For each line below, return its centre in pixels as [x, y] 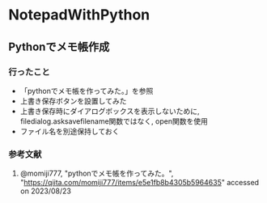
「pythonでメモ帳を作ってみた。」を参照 [87, 91]
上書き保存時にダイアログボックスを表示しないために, [110, 111]
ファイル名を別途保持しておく [70, 131]
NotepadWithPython [79, 15]
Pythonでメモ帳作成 [59, 47]
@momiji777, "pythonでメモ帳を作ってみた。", [97, 173]
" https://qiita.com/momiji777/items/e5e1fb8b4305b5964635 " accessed [140, 183]
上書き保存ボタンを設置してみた [73, 101]
